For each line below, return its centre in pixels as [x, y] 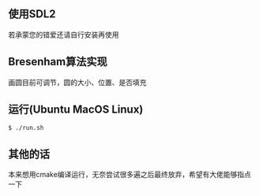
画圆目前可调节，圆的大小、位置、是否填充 [77, 82]
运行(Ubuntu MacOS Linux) [76, 110]
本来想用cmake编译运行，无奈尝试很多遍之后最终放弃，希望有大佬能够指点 [129, 175]
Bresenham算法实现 [58, 62]
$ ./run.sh [26, 128]
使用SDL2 [32, 14]
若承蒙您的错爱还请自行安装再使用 [64, 35]
